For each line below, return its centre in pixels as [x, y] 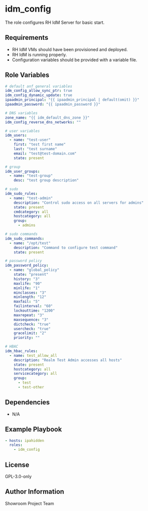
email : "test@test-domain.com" [45, 153]
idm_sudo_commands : [25, 238]
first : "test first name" [40, 144]
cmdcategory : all [31, 212]
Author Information [35, 492]
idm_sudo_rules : [21, 194]
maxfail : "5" [27, 302]
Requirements [27, 38]
